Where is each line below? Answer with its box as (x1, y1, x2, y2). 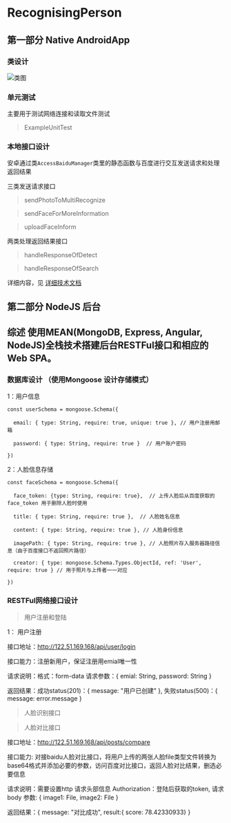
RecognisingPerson (7, 5, 122, 21)
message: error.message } (7, 694, 83, 703)
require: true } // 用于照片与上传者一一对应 (7, 566, 128, 573)
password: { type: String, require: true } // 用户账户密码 (13, 440, 186, 447)
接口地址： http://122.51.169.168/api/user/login (7, 642, 136, 651)
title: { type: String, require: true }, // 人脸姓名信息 (13, 513, 181, 520)
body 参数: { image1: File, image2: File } (7, 793, 119, 802)
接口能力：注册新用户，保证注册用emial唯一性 (7, 657, 138, 665)
